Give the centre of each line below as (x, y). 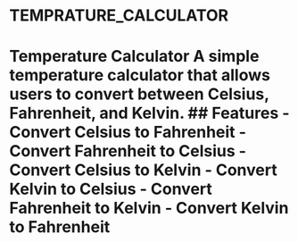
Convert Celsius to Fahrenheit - (128, 133)
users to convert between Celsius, (139, 94)
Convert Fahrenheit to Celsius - (128, 151)
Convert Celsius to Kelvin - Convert (144, 170)
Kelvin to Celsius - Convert (111, 189)
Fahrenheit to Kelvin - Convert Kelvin (149, 209)
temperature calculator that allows (140, 75)
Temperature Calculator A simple (134, 57)
